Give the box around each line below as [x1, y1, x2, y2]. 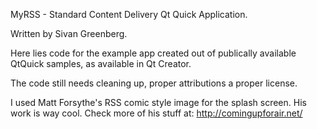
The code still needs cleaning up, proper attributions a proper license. [10, 77, 298, 89]
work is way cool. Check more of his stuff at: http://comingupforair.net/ [10, 107, 303, 119]
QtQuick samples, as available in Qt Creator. [10, 58, 192, 69]
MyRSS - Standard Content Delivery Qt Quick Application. [10, 9, 248, 20]
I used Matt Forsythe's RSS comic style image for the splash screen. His [10, 97, 307, 108]
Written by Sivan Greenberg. [10, 28, 128, 39]
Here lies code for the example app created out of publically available [10, 47, 297, 59]
